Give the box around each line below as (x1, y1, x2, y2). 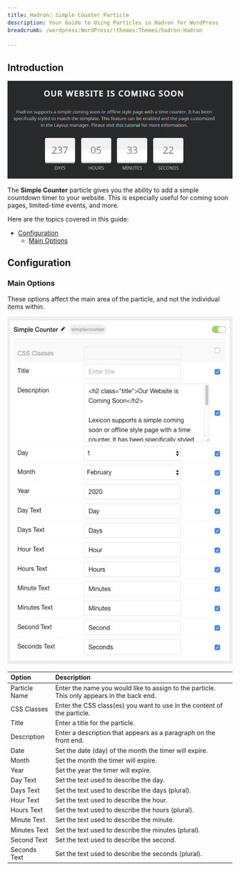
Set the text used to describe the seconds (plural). (54, 849, 203, 857)
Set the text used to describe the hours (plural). (54, 806, 194, 815)
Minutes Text (10, 825, 49, 834)
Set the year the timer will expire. (54, 766, 151, 775)
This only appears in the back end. (54, 691, 157, 700)
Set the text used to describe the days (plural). (54, 786, 191, 795)
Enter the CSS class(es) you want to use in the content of (54, 701, 224, 710)
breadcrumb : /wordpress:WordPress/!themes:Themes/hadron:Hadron (7, 26, 203, 34)
